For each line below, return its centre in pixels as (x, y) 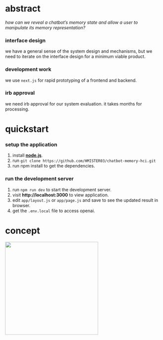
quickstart (27, 129)
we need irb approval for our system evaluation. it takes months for (74, 104)
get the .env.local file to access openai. (54, 211)
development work (28, 69)
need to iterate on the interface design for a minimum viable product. (75, 57)
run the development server (40, 179)
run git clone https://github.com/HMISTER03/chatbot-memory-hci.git (84, 161)
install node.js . (27, 155)
